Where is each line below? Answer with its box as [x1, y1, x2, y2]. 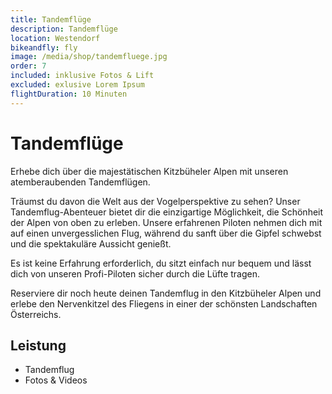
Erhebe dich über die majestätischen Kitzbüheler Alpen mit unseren [10, 165, 289, 177]
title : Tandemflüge [10, 14, 92, 25]
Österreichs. [10, 308, 62, 320]
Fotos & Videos [24, 374, 88, 386]
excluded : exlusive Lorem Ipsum [10, 80, 145, 90]
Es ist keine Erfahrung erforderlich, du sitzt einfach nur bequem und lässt [10, 257, 312, 269]
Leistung [10, 337, 67, 354]
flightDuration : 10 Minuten [10, 89, 128, 99]
